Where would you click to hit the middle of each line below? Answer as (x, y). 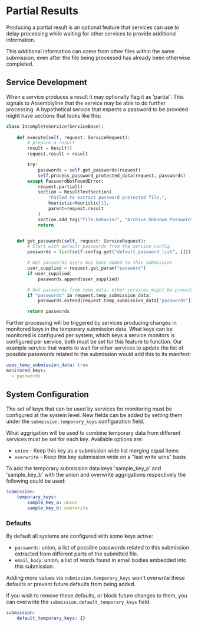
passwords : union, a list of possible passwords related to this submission (102, 548)
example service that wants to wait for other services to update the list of (95, 348)
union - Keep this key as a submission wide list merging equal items (97, 450)
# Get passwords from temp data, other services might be (100, 290)
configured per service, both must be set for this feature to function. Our (94, 342)
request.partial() (60, 187)
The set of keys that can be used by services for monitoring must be (89, 409)
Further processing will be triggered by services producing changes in (91, 323)
